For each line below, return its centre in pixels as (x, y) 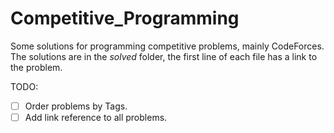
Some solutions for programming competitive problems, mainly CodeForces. (167, 46)
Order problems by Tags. (76, 106)
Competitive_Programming (125, 18)
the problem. (36, 67)
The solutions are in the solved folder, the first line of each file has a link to (164, 56)
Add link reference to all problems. (96, 117)
